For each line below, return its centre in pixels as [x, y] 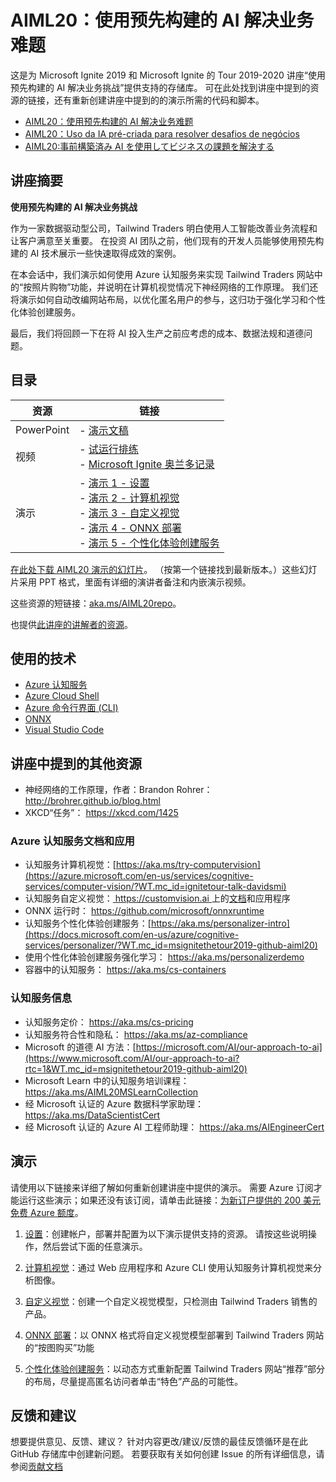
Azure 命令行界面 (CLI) [71, 708]
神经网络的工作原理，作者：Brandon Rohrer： [118, 790]
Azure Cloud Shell [62, 696]
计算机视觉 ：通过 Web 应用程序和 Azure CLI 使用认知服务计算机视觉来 [169, 1267]
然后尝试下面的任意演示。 [95, 1246]
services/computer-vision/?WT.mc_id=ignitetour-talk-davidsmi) [155, 887]
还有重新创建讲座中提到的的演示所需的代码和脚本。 [159, 100]
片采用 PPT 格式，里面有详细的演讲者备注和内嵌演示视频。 [131, 582]
